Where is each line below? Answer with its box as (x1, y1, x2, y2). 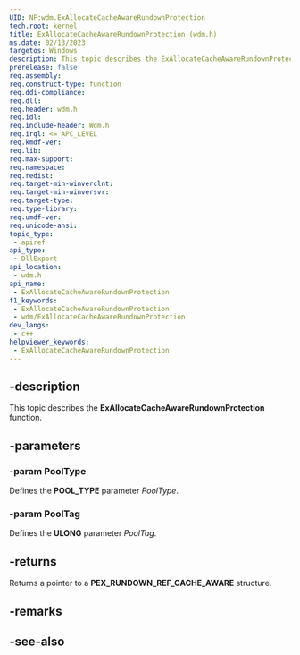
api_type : (9, 246, 46, 255)
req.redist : (9, 171, 54, 180)
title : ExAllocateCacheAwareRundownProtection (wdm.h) (9, 30, 218, 38)
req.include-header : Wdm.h (9, 122, 110, 131)
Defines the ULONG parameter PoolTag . (9, 528, 157, 539)
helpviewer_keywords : (9, 337, 90, 346)
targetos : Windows (9, 47, 78, 55)
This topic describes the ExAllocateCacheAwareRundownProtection (9, 403, 265, 413)
